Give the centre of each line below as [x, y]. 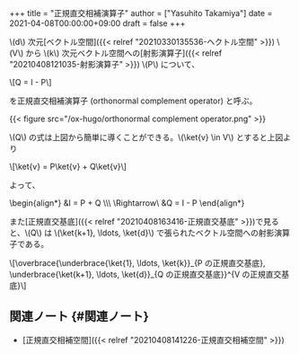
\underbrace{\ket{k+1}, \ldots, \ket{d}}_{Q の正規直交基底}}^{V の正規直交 [145, 274]
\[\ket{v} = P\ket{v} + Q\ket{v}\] [68, 166]
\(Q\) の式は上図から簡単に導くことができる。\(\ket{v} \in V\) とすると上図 [146, 137]
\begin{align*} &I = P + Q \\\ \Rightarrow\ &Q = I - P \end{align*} [127, 203]
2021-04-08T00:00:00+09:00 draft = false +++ [97, 23]
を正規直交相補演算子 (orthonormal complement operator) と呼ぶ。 [133, 101]
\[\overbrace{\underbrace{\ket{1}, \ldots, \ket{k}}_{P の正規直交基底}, [137, 263]
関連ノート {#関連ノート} [79, 317]
